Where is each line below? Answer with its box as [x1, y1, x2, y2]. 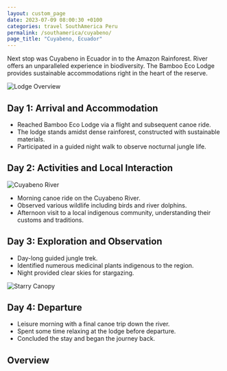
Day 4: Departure [7, 302, 82, 313]
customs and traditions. [16, 216, 84, 224]
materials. [16, 135, 45, 143]
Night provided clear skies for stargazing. [16, 269, 134, 277]
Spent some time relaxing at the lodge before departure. [16, 327, 176, 335]
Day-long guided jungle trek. [16, 254, 98, 262]
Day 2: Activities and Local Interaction [7, 162, 174, 174]
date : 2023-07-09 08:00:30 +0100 [7, 16, 103, 23]
